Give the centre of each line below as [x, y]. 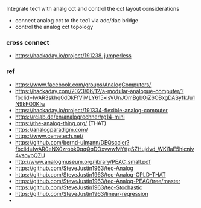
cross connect [28, 42]
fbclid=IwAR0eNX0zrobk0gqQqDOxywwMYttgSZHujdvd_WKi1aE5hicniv [104, 149]
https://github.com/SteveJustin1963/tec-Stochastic [79, 187]
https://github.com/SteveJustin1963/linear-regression [82, 193]
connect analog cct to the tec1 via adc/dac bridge [77, 20]
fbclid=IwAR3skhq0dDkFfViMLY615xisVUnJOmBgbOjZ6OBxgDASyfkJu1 [105, 97]
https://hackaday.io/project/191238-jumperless [73, 56]
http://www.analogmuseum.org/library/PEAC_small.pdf [83, 161]
